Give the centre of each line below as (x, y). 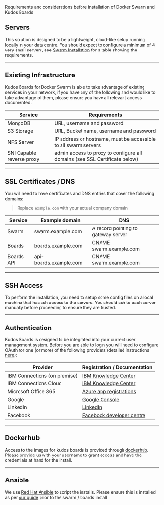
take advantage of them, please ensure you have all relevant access (73, 97)
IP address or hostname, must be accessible (105, 139)
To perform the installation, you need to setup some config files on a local (79, 297)
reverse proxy (23, 159)
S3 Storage (20, 131)
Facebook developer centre (114, 415)
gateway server (110, 235)
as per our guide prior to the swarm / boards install (56, 497)
